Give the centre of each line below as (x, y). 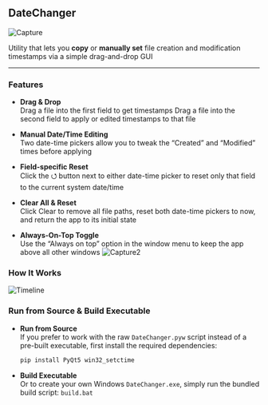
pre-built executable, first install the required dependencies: (118, 345)
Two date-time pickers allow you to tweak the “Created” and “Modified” (138, 143)
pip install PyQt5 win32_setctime (77, 360)
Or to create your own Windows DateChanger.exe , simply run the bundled (140, 383)
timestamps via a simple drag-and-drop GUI (81, 56)
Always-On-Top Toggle (59, 236)
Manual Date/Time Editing (64, 134)
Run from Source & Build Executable (79, 311)
